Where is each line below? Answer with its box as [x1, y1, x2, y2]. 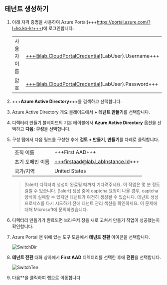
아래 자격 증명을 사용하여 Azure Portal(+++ [11, 19, 97, 25]
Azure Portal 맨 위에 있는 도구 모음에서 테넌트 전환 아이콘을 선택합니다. [11, 234, 151, 240]
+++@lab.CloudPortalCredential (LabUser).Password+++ [25, 80, 159, 87]
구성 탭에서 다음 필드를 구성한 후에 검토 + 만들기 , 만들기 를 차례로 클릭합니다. [11, 136, 160, 142]
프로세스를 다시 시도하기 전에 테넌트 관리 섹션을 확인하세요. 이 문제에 [24, 200, 158, 206]
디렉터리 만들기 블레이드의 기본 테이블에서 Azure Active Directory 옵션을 [11, 119, 157, 125]
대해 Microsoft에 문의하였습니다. [24, 206, 88, 212]
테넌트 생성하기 [4, 4, 49, 13]
